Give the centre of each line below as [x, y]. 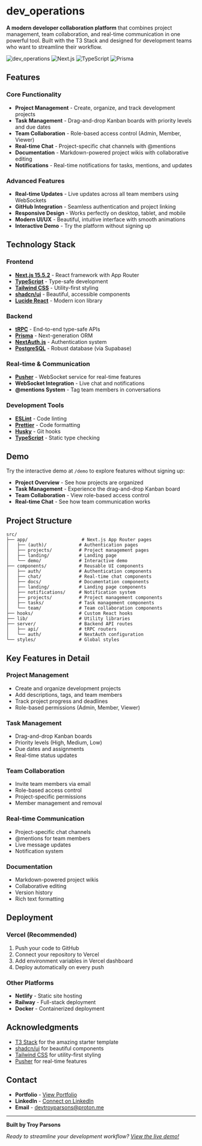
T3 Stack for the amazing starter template [67, 1042]
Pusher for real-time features [51, 1061]
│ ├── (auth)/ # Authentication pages [72, 545]
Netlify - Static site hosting [48, 996]
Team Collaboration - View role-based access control [82, 495]
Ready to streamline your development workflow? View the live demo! [93, 1136]
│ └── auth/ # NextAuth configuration [75, 635]
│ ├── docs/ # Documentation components [78, 582]
